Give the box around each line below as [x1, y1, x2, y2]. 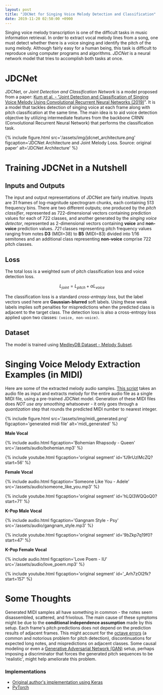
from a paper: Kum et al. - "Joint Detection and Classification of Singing [5, 94, 149, 100]
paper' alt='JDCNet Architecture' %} [5, 145, 78, 151]
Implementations [5, 668, 46, 675]
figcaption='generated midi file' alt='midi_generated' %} [5, 421, 118, 427]
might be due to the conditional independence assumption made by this [5, 619, 153, 626]
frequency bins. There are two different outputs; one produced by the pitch [5, 205, 156, 211]
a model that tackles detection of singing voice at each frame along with [5, 105, 150, 110]
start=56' [5, 459, 24, 465]
